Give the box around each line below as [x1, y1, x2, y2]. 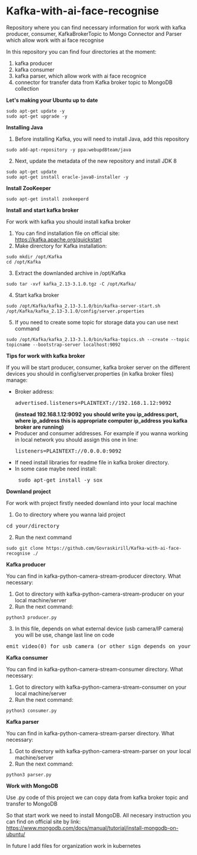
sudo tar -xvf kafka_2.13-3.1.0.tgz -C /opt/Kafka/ [6, 281, 136, 287]
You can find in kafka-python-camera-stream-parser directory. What [6, 729, 174, 737]
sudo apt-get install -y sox [18, 476, 103, 484]
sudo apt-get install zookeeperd [6, 196, 89, 202]
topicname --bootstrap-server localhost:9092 [6, 342, 120, 348]
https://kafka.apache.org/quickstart [14, 236, 102, 243]
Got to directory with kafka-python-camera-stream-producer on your [14, 590, 185, 597]
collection [14, 85, 39, 92]
